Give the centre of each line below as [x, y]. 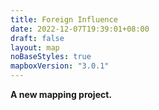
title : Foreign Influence [64, 19]
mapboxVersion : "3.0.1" [60, 66]
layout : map [35, 47]
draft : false [37, 38]
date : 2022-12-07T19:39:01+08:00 [80, 29]
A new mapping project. [61, 94]
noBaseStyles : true [51, 57]
